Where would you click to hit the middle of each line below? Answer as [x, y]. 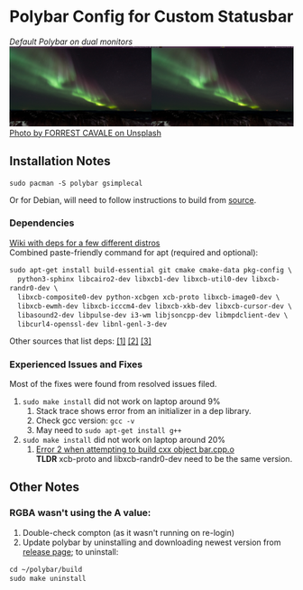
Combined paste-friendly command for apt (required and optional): [134, 252]
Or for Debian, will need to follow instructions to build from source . [133, 199]
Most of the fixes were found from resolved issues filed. [113, 384]
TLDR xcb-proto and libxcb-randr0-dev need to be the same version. [164, 459]
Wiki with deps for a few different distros [85, 243]
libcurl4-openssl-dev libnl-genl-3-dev [92, 324]
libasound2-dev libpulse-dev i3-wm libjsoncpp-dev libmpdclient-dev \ [153, 315]
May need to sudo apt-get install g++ [109, 430]
